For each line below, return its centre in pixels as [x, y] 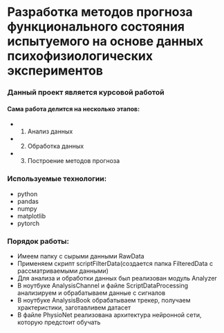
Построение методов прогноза [74, 161]
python [27, 193]
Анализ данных [50, 131]
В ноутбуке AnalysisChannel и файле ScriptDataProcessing [103, 285]
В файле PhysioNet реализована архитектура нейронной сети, [109, 314]
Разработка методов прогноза [100, 12]
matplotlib [31, 216]
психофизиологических [80, 56]
